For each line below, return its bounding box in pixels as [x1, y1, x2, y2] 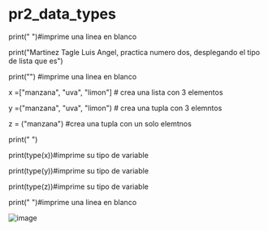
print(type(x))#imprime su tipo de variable [8, 150, 149, 160]
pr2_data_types [8, 5, 116, 24]
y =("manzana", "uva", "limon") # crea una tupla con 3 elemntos [8, 103, 223, 113]
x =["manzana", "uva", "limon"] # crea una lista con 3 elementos [8, 87, 223, 97]
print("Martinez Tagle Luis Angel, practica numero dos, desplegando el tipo [8, 47, 261, 57]
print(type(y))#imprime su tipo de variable [8, 165, 149, 175]
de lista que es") [8, 56, 63, 66]
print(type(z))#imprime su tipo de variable [8, 182, 149, 191]
